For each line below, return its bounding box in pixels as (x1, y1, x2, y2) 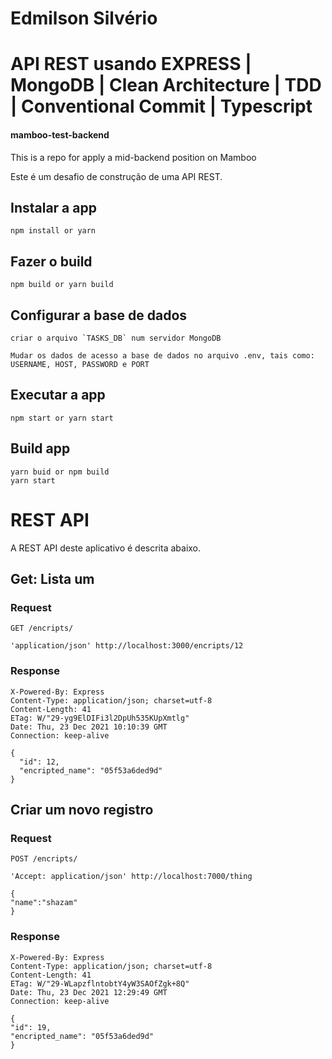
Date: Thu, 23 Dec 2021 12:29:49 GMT (10, 987, 168, 997)
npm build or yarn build (10, 280, 114, 290)
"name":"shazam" (10, 898, 78, 908)
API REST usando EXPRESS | (10, 53, 252, 76)
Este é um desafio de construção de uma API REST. (10, 170, 223, 182)
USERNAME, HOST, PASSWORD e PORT (10, 360, 150, 370)
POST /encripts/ (10, 854, 78, 864)
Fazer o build (10, 253, 93, 270)
